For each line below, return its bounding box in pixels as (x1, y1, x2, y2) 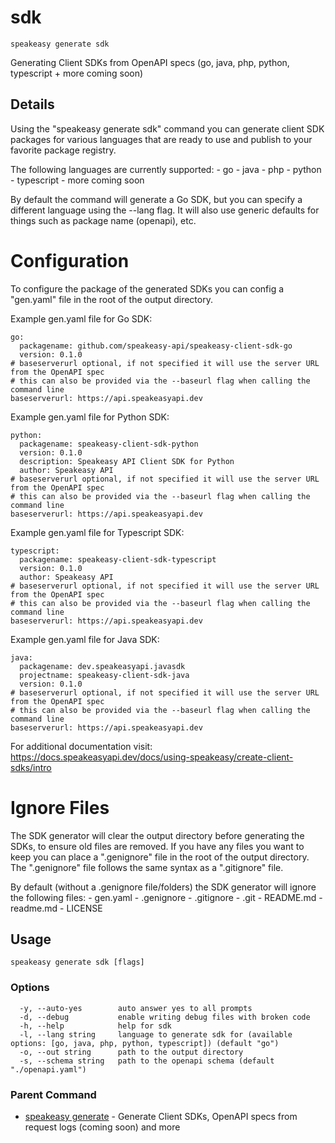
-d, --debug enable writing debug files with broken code (19, 1012, 311, 1022)
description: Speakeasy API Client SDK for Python (19, 456, 235, 466)
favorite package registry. (10, 144, 117, 156)
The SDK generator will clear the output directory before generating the (10, 829, 305, 841)
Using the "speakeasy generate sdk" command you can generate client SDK (10, 122, 325, 135)
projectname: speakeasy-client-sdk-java (19, 670, 190, 680)
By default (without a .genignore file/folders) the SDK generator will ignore (10, 881, 317, 893)
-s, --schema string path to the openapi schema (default (19, 1056, 275, 1066)
